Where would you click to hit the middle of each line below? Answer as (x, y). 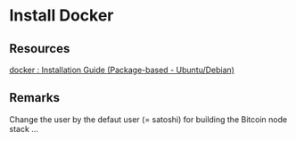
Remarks (35, 98)
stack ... (24, 129)
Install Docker (62, 16)
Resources (40, 49)
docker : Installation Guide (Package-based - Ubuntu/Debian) (122, 70)
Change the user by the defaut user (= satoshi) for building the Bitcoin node (148, 119)
